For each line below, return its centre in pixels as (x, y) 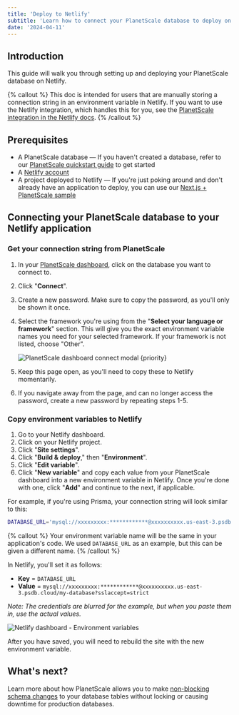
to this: (17, 509)
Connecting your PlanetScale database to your (113, 217)
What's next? (38, 671)
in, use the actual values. (44, 614)
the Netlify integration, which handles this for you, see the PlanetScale (111, 110)
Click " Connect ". (42, 285)
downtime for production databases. (61, 704)
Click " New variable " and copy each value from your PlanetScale (114, 472)
